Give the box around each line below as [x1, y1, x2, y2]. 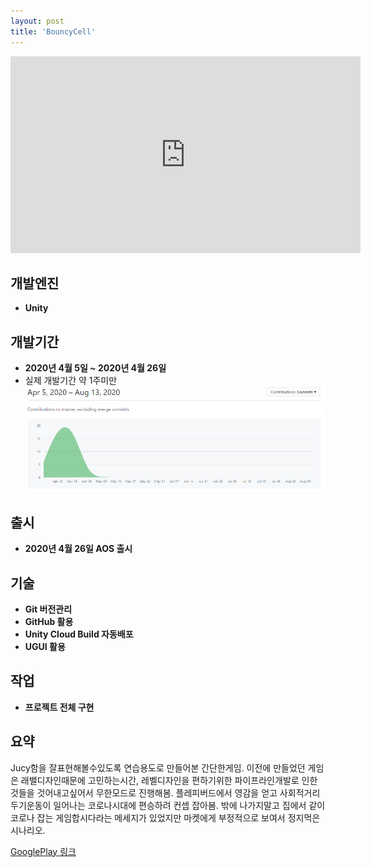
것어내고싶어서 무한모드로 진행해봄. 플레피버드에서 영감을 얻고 [36, 786, 278, 799]
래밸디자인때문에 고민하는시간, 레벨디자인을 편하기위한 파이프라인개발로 [20, 774, 300, 786]
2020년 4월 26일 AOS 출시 [24, 543, 133, 555]
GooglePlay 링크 [10, 845, 77, 857]
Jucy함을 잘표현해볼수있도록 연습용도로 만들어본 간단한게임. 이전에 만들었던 [10, 761, 306, 774]
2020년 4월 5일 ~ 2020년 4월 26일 [24, 362, 167, 374]
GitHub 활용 [24, 615, 74, 627]
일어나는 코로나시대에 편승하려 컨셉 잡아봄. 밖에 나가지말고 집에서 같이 [53, 799, 326, 811]
